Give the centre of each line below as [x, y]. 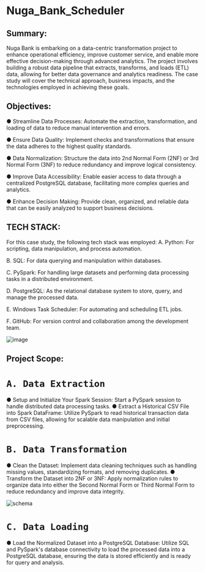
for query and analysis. [35, 562]
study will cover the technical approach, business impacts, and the [91, 81]
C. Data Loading [47, 527]
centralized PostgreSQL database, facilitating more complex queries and [98, 183]
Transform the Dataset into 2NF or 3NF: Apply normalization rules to [92, 478]
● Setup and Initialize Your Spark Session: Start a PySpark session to [94, 400]
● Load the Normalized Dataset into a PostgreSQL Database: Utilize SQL [98, 543]
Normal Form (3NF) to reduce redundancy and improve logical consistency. [102, 164]
